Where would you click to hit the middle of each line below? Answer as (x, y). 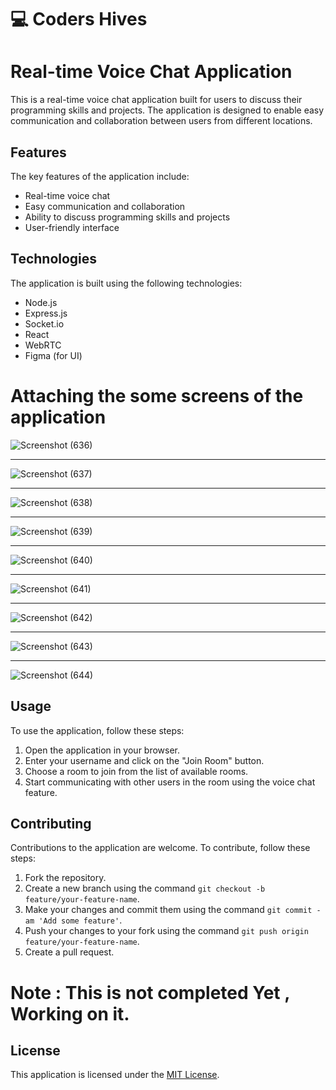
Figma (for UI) (53, 355)
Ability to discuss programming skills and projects (127, 217)
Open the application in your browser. (102, 750)
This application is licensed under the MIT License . (115, 1075)
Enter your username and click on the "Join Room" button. (144, 760)
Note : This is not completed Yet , (150, 992)
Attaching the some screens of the (157, 395)
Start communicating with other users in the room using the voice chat (170, 782)
